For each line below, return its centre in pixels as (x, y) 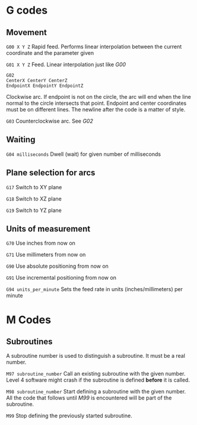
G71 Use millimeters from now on (46, 255)
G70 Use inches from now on (41, 243)
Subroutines (29, 342)
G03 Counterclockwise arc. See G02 (50, 121)
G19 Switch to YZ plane (34, 210)
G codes (27, 10)
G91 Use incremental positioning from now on (61, 278)
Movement (27, 32)
